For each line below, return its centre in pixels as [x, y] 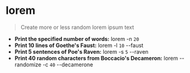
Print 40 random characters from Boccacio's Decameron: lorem [96, 58]
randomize [28, 65]
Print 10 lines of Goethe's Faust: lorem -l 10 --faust [79, 45]
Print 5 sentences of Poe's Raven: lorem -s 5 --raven [81, 51]
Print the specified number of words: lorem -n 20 [77, 39]
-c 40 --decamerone [68, 65]
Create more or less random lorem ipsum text [77, 27]
